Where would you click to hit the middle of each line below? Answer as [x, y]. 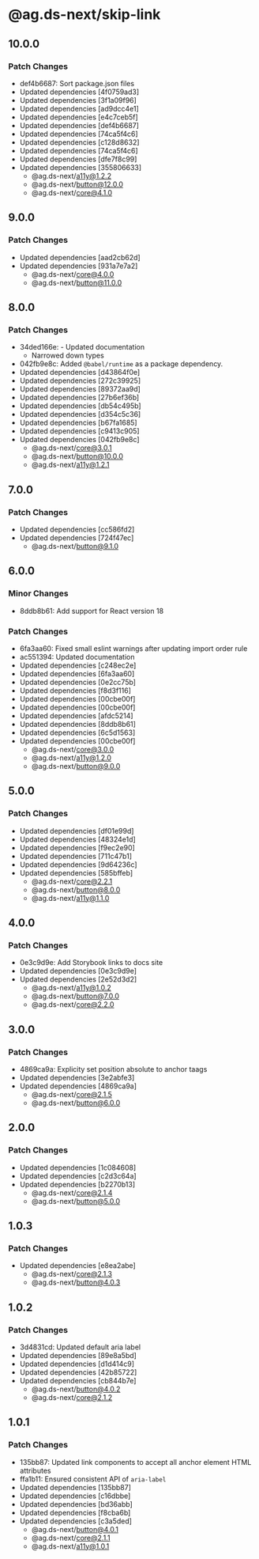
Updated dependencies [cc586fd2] [77, 529]
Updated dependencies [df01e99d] [77, 831]
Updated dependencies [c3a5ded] [76, 1521]
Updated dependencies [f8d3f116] [75, 691]
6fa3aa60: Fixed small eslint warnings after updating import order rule [133, 648]
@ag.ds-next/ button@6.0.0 [76, 1103]
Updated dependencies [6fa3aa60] [77, 673]
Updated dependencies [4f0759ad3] [79, 92]
